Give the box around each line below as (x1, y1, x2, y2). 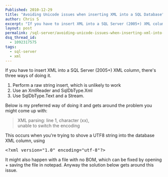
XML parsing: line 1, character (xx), (17, 118, 89, 124)
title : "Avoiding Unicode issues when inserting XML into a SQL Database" (5, 12, 164, 17)
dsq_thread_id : (5, 35, 37, 40)
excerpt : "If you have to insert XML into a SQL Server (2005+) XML (5, 21, 151, 26)
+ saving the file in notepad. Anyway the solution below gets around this (5, 162, 154, 168)
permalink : (5, 30, 28, 35)
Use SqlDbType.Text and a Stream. (12, 93, 84, 99)
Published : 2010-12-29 (5, 7, 52, 12)
